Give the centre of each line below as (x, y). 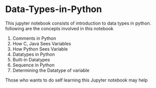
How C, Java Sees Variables (42, 43)
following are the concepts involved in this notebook (59, 28)
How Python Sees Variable (40, 49)
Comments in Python (34, 38)
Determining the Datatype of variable (51, 70)
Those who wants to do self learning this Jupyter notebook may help (76, 80)
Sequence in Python (33, 65)
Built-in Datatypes (31, 59)
